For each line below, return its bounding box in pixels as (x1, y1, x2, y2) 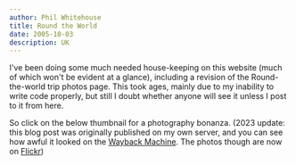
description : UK (9, 37, 70, 47)
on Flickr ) (9, 146, 45, 157)
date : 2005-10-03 (9, 29, 74, 38)
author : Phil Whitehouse (9, 12, 102, 22)
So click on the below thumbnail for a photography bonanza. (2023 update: (9, 118, 285, 128)
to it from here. (9, 100, 64, 111)
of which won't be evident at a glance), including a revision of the (9, 72, 250, 83)
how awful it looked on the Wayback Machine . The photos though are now (9, 136, 283, 147)
